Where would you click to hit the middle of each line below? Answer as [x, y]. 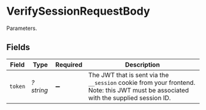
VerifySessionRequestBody [78, 11]
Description [143, 64]
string [39, 90]
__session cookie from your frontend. [142, 82]
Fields [18, 47]
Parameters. [22, 28]
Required [69, 64]
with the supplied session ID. [129, 98]
